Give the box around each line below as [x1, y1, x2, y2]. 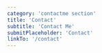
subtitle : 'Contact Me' [7, 23, 75, 30]
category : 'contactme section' [7, 10, 97, 17]
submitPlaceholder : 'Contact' [7, 29, 94, 36]
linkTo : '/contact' [7, 36, 63, 43]
